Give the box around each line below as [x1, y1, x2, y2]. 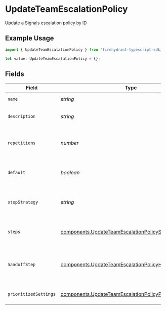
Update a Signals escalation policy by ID [5, 20, 87, 26]
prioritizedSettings [7, 291, 56, 297]
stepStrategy [7, 199, 39, 205]
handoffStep [7, 262, 36, 268]
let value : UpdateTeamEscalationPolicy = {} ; [5, 56, 100, 61]
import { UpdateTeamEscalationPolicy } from [5, 47, 98, 52]
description [7, 114, 36, 119]
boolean [60, 169, 80, 176]
